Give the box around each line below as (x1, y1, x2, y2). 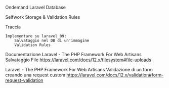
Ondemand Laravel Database (5, 5, 66, 10)
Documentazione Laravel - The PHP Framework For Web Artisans (5, 52, 142, 57)
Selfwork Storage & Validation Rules (5, 14, 80, 20)
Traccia (5, 24, 21, 30)
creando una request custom (5, 72, 66, 78)
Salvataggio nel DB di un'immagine (14, 38, 90, 43)
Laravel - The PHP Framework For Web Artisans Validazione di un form (5, 67, 153, 72)
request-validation (5, 77, 44, 83)
